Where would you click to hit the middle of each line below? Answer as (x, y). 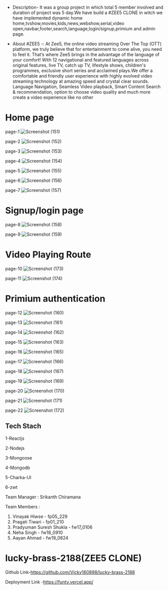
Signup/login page (44, 211)
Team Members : (23, 506)
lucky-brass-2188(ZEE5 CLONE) (73, 558)
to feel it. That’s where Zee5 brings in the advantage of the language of (86, 54)
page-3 (13, 151)
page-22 (14, 410)
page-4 (13, 161)
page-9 (13, 234)
